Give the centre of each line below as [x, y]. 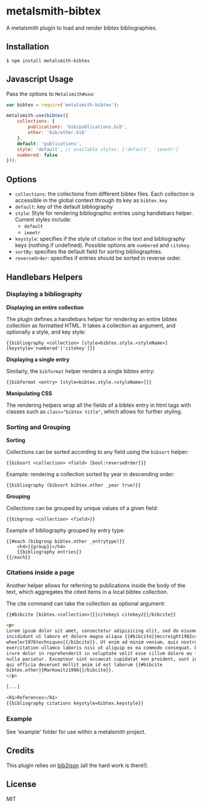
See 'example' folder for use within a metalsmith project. [76, 732]
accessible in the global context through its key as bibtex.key [91, 200]
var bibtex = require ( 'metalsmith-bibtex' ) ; [63, 105]
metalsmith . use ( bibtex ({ [37, 116]
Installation [28, 47]
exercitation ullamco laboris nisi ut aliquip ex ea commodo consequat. [99, 648]
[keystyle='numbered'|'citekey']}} [51, 348]
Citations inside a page [41, 573]
